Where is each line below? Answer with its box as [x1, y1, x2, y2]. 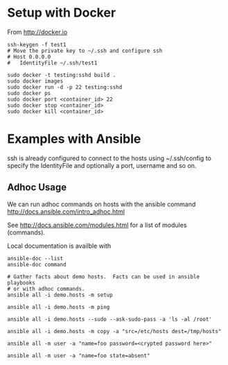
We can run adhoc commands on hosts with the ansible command [7, 200, 196, 208]
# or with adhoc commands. [7, 285, 85, 292]
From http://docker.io [7, 28, 68, 36]
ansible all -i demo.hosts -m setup [7, 291, 113, 298]
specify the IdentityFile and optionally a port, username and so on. [7, 161, 197, 169]
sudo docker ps [7, 90, 51, 96]
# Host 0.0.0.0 [7, 53, 51, 60]
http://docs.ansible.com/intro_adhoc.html [7, 207, 125, 216]
